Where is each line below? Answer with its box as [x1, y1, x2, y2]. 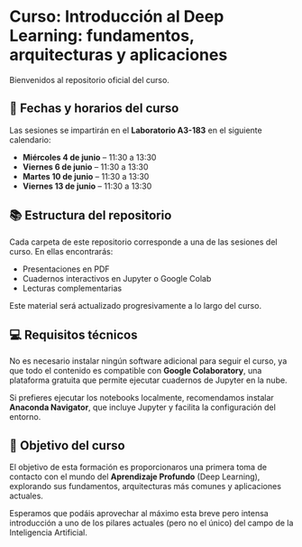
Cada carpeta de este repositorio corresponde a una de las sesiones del [9, 236, 278, 247]
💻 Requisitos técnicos [9, 327, 138, 342]
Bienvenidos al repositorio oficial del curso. [9, 74, 169, 85]
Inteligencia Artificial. [9, 527, 87, 538]
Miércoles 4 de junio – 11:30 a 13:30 [22, 152, 157, 162]
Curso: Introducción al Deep [9, 6, 224, 27]
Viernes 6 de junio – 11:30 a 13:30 [22, 161, 149, 172]
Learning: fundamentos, [9, 25, 195, 46]
